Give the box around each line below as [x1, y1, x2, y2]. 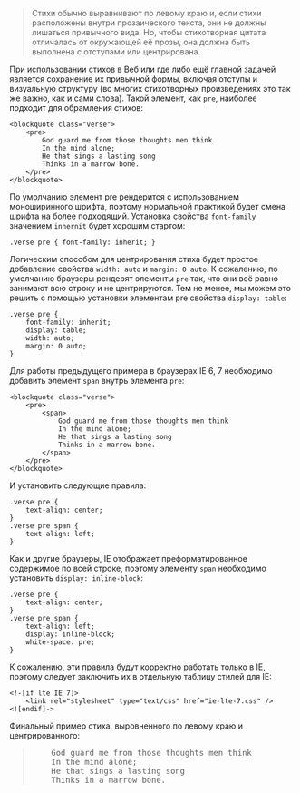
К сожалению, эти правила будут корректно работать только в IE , [9, 661, 266, 672]
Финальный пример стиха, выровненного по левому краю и [9, 720, 243, 731]
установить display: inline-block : [9, 573, 143, 583]
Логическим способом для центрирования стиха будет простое [9, 254, 259, 264]
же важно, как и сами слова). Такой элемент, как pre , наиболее [9, 93, 257, 103]
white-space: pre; [25, 638, 95, 647]
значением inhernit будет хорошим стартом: [9, 220, 186, 230]
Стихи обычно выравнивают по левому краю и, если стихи [31, 8, 262, 18]
